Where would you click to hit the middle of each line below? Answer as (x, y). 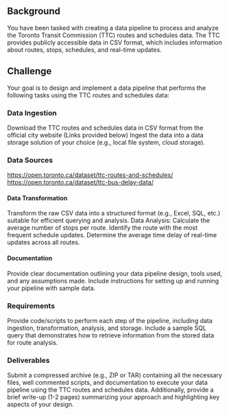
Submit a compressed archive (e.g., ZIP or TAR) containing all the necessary (115, 375)
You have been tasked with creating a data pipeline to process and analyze (113, 27)
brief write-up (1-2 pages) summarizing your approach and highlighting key (113, 397)
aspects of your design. (40, 405)
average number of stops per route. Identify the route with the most (103, 228)
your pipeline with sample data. (51, 288)
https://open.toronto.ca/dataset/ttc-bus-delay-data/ (81, 182)
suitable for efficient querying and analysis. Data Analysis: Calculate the (109, 221)
